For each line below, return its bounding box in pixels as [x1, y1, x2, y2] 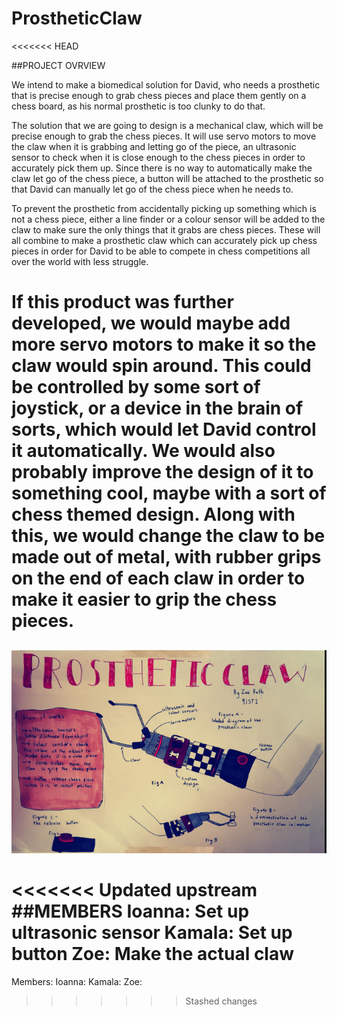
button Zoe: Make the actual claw [11, 943, 295, 966]
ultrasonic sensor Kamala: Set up [11, 922, 293, 944]
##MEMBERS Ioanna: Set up [11, 900, 250, 923]
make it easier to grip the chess [11, 588, 278, 611]
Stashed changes [185, 995, 258, 1007]
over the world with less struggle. [11, 255, 149, 267]
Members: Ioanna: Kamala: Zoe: [11, 975, 143, 987]
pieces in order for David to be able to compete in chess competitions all [11, 245, 311, 257]
